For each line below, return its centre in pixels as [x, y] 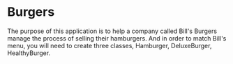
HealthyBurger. [29, 53]
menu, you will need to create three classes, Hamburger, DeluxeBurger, [110, 45]
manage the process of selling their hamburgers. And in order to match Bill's [117, 38]
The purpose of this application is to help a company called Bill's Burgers [112, 31]
